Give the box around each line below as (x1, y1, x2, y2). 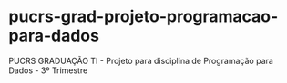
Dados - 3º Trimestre (8, 65, 88, 76)
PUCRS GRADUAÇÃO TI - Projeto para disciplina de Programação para (8, 55, 274, 66)
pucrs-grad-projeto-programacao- (8, 6, 279, 27)
